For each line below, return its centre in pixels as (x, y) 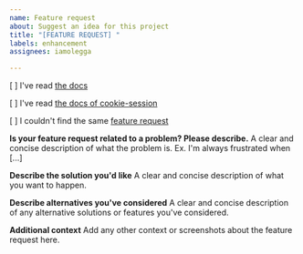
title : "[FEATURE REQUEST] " (65, 35)
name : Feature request (52, 18)
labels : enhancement (49, 43)
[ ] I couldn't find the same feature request (89, 121)
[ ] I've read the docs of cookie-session (84, 103)
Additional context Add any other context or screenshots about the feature (151, 230)
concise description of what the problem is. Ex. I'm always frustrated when (150, 148)
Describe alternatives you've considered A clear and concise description (149, 203)
